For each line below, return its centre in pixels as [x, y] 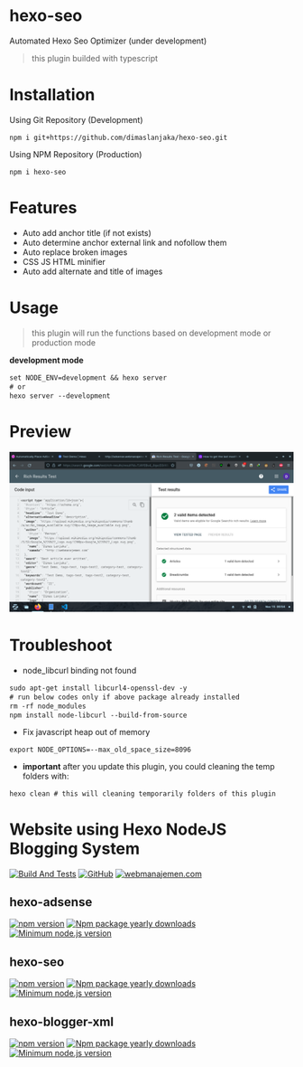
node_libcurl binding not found [79, 670]
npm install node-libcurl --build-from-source [98, 715]
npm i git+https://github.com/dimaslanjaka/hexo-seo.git [119, 137]
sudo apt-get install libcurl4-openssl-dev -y [98, 688]
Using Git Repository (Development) [76, 119]
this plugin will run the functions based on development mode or [151, 333]
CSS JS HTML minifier [64, 261]
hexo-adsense [51, 902]
